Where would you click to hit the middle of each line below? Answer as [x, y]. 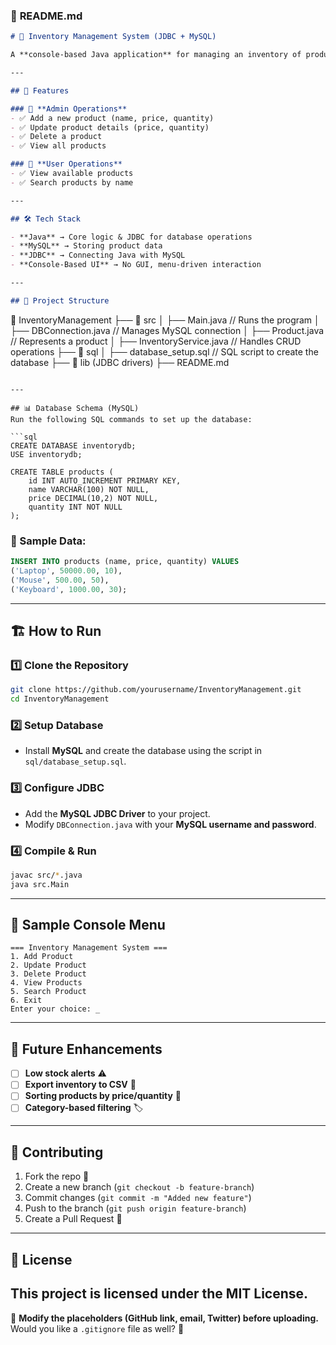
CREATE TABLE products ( [62, 472]
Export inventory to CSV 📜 [80, 1085]
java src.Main [40, 884]
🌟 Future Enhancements [86, 1049]
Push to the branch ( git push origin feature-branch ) [135, 1208]
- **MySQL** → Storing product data [86, 246]
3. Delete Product [48, 974]
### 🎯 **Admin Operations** [69, 109]
